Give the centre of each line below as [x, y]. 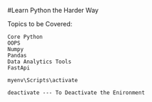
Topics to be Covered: [40, 24]
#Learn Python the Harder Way [53, 10]
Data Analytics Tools [40, 62]
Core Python [25, 37]
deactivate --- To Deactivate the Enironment [76, 93]
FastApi [19, 68]
